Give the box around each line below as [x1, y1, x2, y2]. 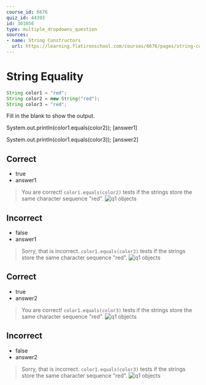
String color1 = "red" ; [6, 90, 67, 96]
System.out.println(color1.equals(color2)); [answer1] [6, 124, 138, 132]
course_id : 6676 [6, 9, 48, 15]
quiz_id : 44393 [6, 15, 45, 21]
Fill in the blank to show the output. [6, 112, 95, 120]
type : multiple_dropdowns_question [6, 26, 97, 32]
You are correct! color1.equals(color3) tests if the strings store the [21, 306, 193, 313]
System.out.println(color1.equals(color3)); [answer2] [6, 136, 139, 143]
